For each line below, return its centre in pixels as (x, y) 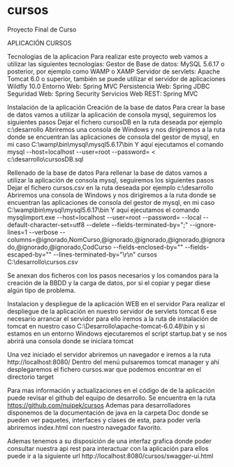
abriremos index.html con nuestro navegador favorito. (85, 427)
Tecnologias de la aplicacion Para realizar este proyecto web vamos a (108, 56)
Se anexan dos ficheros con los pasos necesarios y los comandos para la (113, 275)
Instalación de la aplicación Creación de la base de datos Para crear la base (116, 107)
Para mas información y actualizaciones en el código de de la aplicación (111, 390)
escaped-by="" (30, 254)
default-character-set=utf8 (46, 224)
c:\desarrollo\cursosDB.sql (45, 159)
